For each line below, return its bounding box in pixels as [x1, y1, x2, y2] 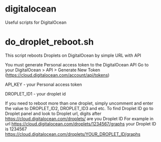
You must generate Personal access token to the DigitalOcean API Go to [5, 62, 149, 67]
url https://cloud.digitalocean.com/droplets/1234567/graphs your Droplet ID [5, 121, 157, 126]
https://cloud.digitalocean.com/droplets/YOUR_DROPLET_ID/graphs [5, 131, 141, 137]
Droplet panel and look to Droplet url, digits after [5, 110, 102, 116]
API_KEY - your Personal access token [5, 81, 82, 87]
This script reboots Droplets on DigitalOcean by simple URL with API [5, 52, 142, 58]
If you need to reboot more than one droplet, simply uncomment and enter [5, 100, 154, 106]
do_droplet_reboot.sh [5, 36, 94, 47]
